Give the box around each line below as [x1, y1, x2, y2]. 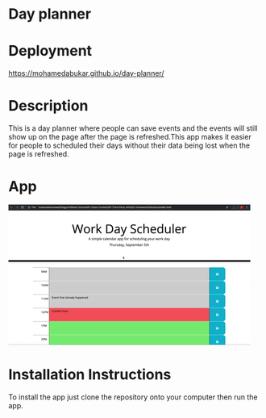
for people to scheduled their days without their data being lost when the [8, 140, 251, 150]
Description [8, 97, 89, 115]
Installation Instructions [8, 366, 172, 384]
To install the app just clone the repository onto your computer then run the [8, 392, 258, 402]
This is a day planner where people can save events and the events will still [8, 123, 258, 133]
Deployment [8, 42, 93, 61]
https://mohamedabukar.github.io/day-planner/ [8, 69, 164, 78]
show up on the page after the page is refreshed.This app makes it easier [8, 132, 251, 142]
